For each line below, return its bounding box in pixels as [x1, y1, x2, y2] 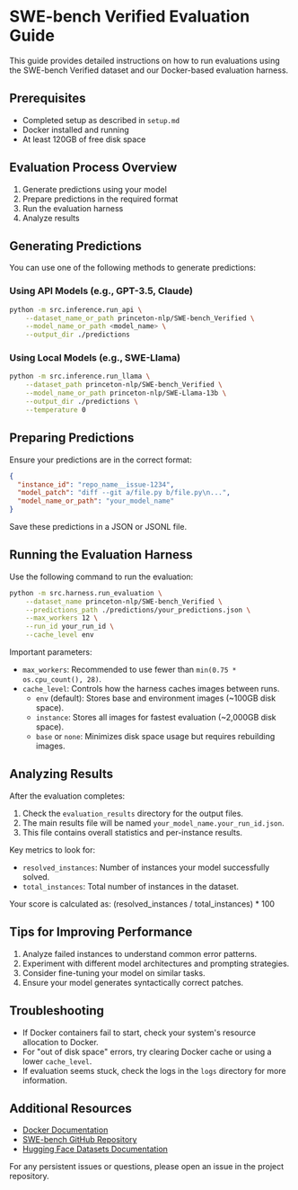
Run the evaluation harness [22, 202, 124, 213]
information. [22, 1075, 67, 1086]
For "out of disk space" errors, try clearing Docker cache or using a [22, 1046, 272, 1057]
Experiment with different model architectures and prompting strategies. [22, 958, 290, 969]
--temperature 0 [25, 405, 87, 415]
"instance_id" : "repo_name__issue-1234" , [17, 479, 175, 489]
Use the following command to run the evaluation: [9, 571, 194, 582]
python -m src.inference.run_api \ [9, 305, 143, 314]
